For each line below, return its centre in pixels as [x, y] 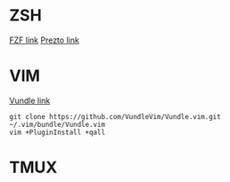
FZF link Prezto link [45, 40]
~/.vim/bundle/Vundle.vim [57, 124]
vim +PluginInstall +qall [57, 132]
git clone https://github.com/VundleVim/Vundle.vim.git [115, 116]
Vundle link [30, 100]
